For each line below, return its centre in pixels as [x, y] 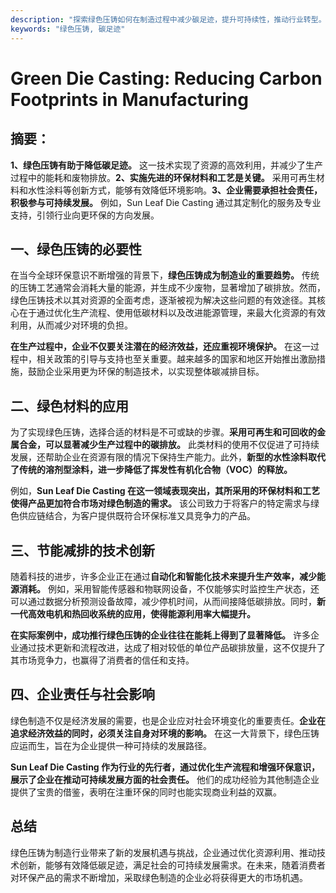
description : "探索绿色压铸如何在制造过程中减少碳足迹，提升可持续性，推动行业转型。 [168, 19]
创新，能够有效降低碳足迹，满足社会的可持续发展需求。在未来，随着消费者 [172, 865]
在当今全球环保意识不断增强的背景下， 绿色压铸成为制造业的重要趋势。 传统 [165, 275]
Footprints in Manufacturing [129, 99]
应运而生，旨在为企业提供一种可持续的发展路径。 [111, 745]
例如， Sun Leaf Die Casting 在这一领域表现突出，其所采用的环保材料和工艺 [165, 491]
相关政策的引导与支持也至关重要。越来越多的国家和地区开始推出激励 [176, 359]
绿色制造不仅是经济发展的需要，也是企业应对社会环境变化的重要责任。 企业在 [168, 720]
